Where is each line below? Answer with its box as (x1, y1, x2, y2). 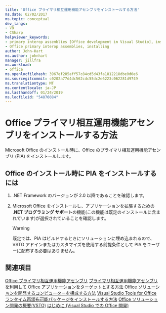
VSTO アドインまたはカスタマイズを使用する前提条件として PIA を (12, 242, 147, 247)
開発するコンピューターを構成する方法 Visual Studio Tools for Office (18, 290, 157, 296)
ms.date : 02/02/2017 (5, 12, 48, 17)
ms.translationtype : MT (5, 81, 54, 86)
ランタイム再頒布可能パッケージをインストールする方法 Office (5, 296, 131, 302)
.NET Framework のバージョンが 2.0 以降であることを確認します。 (12, 192, 147, 198)
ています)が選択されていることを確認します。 (16, 216, 109, 221)
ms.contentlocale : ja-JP (5, 85, 56, 90)
